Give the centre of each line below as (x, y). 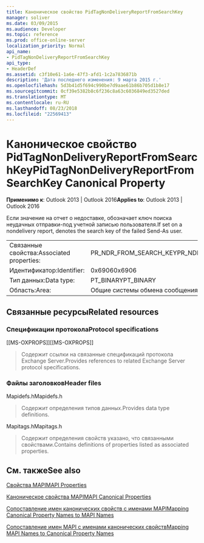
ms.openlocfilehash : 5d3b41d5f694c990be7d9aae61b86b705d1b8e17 (88, 86)
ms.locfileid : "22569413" (39, 114)
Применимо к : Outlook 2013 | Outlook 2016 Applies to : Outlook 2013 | (94, 200)
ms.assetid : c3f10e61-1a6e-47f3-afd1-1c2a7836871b (72, 74)
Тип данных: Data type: (42, 280)
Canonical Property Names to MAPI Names (60, 515)
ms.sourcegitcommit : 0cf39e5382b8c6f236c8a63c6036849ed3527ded (88, 91)
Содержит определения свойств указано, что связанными (97, 438)
